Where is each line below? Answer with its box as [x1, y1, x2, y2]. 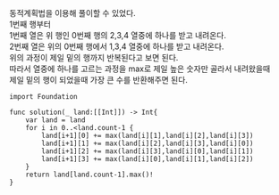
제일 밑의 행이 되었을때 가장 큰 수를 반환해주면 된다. [9, 75, 188, 85]
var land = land [25, 116, 87, 125]
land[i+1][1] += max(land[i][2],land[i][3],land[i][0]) [41, 139, 254, 148]
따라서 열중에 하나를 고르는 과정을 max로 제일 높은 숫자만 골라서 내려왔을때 [9, 63, 271, 74]
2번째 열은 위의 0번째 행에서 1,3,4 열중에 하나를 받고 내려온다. [9, 41, 224, 52]
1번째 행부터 [9, 19, 52, 29]
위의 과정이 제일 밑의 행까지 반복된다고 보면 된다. [9, 53, 179, 62]
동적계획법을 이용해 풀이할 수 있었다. [9, 8, 136, 18]
